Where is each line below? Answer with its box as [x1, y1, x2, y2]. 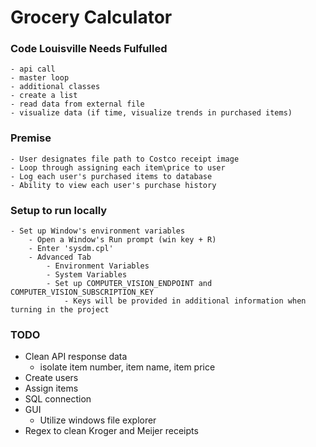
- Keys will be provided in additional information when [63, 296, 307, 306]
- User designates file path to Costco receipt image [10, 154, 240, 164]
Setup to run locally [10, 203, 108, 217]
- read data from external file [10, 99, 145, 110]
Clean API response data [24, 351, 128, 363]
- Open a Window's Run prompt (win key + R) [28, 235, 217, 245]
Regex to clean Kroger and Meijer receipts [24, 425, 199, 437]
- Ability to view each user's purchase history [10, 180, 217, 190]
